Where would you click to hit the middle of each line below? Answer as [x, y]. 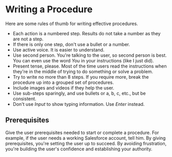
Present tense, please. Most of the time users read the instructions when [90, 66]
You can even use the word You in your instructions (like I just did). [83, 60]
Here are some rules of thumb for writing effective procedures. [72, 24]
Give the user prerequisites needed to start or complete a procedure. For [82, 132]
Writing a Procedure [49, 9]
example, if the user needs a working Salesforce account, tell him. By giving [85, 138]
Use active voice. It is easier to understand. [59, 50]
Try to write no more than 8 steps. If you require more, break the [81, 77]
